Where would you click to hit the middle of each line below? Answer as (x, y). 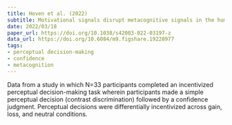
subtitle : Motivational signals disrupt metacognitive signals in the (111, 20)
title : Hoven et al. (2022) (48, 13)
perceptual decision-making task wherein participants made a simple (105, 92)
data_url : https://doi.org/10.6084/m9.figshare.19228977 (91, 39)
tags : (15, 46)
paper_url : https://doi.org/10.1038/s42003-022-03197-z (89, 33)
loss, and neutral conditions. (47, 114)
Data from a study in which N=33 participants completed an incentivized (110, 84)
